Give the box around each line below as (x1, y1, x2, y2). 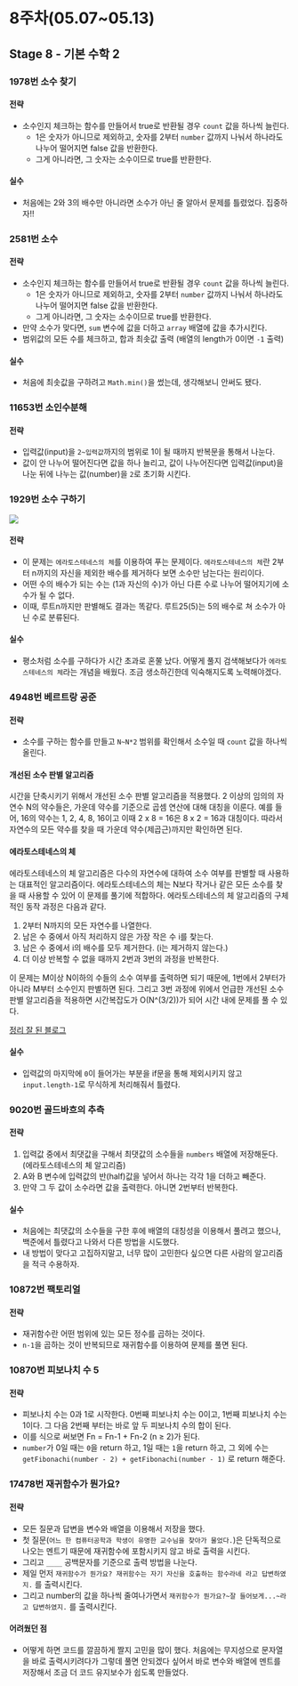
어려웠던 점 (9, 1623, 47, 1634)
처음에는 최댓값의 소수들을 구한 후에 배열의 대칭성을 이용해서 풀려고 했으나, (21, 1225, 282, 1237)
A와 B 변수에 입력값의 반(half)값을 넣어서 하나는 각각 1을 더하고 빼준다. (21, 1171, 267, 1182)
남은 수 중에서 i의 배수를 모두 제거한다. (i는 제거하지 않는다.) (21, 942, 229, 953)
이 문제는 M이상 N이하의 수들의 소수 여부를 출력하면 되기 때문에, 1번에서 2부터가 (9, 972, 286, 983)
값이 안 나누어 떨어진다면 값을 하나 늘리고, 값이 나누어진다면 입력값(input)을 (21, 457, 284, 468)
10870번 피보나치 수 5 (9, 1364, 100, 1376)
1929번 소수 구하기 (9, 493, 86, 505)
